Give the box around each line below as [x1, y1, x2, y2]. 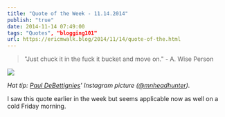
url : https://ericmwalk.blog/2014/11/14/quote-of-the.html [7, 36, 181, 43]
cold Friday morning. [7, 102, 66, 111]
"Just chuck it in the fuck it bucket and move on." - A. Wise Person [24, 55, 214, 63]
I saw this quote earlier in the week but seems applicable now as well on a [7, 95, 219, 103]
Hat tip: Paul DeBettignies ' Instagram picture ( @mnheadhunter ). [7, 81, 190, 90]
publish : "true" [7, 17, 54, 24]
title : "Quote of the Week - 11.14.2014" [7, 10, 129, 17]
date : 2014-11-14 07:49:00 [7, 23, 85, 30]
